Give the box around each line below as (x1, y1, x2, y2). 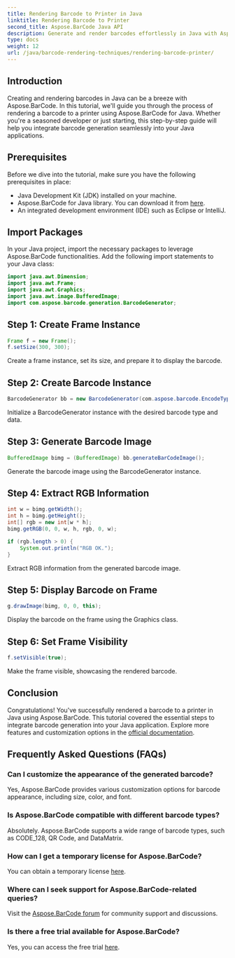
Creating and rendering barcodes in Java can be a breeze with (7, 94, 187, 102)
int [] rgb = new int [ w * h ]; (7, 519, 92, 526)
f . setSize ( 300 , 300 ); (7, 344, 71, 351)
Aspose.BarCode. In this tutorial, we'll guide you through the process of (7, 101, 213, 109)
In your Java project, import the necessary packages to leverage (7, 245, 194, 253)
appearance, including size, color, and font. (7, 793, 132, 801)
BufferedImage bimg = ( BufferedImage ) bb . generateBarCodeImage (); (7, 454, 205, 461)
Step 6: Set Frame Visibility (7, 636, 128, 648)
